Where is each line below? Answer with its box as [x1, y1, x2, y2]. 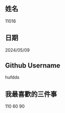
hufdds [5, 75, 20, 80]
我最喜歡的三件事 [5, 90, 57, 98]
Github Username [5, 61, 61, 70]
